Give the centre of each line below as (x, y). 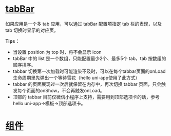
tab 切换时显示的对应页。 (32, 30)
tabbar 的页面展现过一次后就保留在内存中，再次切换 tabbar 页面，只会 (87, 84)
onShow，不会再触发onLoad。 (72, 90)
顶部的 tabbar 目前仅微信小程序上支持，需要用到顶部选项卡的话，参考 (86, 97)
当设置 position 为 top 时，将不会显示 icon (57, 52)
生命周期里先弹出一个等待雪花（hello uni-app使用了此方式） (76, 77)
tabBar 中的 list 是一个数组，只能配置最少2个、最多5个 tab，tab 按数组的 (89, 58)
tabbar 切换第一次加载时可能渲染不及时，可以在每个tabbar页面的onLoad (89, 71)
